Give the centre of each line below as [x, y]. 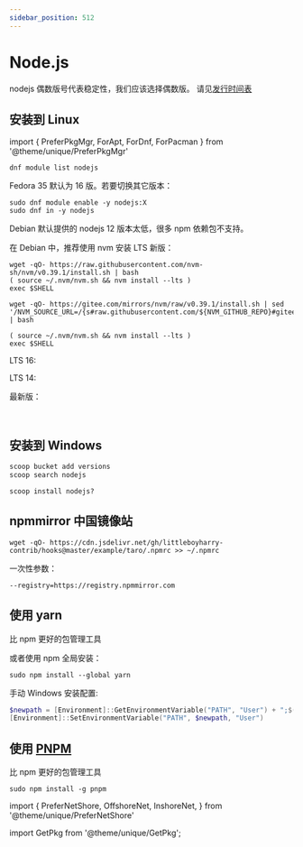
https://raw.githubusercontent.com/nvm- [126, 265]
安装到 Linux [44, 120]
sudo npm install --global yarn [70, 675]
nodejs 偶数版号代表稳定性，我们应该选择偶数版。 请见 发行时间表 [131, 88]
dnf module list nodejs [54, 168]
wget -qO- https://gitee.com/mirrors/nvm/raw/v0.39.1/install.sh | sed [147, 304]
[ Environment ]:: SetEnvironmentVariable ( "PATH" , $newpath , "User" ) [137, 718]
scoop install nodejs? [52, 491]
